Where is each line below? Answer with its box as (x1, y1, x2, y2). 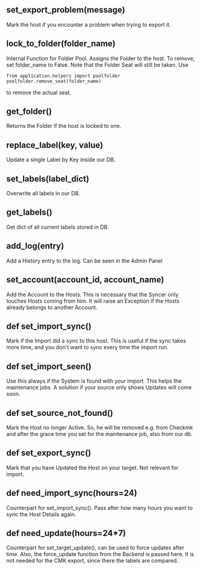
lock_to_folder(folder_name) (6, 39, 116, 49)
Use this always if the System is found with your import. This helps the (6, 377, 182, 384)
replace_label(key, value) (6, 139, 104, 150)
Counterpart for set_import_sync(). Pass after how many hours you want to (6, 504, 193, 511)
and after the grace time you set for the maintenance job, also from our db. (6, 430, 193, 437)
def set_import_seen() (6, 361, 92, 372)
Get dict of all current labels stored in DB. (6, 223, 109, 230)
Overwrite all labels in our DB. (6, 190, 81, 197)
